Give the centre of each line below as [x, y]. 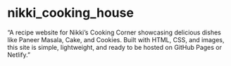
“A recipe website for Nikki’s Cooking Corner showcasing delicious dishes [114, 32]
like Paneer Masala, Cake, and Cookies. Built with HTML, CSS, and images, [116, 39]
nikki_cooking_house [70, 13]
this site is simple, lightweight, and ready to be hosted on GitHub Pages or [115, 47]
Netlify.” [19, 55]
